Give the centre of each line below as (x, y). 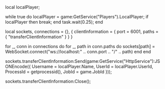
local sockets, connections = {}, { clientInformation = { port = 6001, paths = (82, 31)
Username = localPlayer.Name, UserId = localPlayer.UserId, (93, 67)
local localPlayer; (23, 7)
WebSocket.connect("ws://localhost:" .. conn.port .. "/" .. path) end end (78, 52)
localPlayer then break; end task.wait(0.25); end (54, 22)
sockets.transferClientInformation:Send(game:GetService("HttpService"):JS (82, 61)
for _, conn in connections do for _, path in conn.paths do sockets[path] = (80, 46)
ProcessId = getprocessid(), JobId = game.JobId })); (59, 72)
